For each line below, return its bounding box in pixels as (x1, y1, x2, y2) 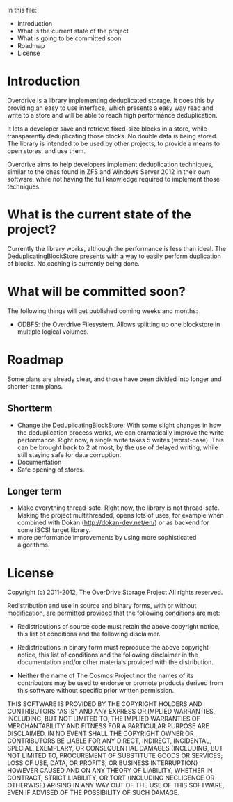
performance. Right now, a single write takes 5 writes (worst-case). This (17, 435, 224, 444)
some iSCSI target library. (17, 526, 91, 534)
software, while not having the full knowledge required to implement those (7, 175, 220, 183)
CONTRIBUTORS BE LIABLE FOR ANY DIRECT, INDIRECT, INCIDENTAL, (7, 737, 212, 745)
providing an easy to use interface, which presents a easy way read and (7, 104, 214, 112)
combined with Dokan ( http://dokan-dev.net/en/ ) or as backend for (17, 518, 210, 527)
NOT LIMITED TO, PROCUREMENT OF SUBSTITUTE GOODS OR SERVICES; (7, 751, 223, 760)
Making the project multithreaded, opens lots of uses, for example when (17, 511, 224, 520)
